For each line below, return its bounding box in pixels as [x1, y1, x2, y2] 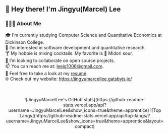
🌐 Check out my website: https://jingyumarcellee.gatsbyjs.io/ [5, 76, 132, 82]
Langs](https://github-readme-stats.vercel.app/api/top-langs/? [19, 112, 150, 118]
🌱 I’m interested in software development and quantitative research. [5, 44, 146, 50]
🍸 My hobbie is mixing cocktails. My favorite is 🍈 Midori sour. [5, 50, 133, 56]
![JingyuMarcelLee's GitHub [24, 96, 83, 102]
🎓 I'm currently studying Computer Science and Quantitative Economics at [5, 32, 162, 38]
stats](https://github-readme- [83, 96, 145, 102]
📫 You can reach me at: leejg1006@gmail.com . [5, 63, 104, 69]
